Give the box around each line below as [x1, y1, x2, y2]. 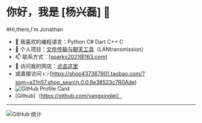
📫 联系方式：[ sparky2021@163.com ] [14, 53, 108, 60]
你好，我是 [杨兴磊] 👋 [6, 5, 111, 19]
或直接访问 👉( [14, 70, 52, 77]
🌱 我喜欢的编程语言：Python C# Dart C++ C [14, 38, 124, 45]
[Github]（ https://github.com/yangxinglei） [14, 92, 122, 99]
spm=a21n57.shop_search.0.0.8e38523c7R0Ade [14, 79, 135, 86]
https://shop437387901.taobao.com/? [50, 70, 145, 77]
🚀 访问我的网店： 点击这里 [14, 62, 78, 70]
